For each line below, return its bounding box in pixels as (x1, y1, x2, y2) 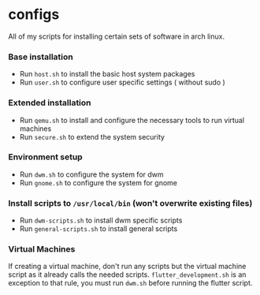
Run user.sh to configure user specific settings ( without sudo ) (19, 77, 226, 88)
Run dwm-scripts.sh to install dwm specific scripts (19, 215, 183, 226)
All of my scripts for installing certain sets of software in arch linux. (8, 32, 225, 41)
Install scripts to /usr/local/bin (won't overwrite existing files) (8, 197, 253, 208)
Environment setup (8, 151, 83, 162)
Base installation (8, 51, 73, 62)
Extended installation (8, 97, 92, 108)
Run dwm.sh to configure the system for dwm (19, 170, 164, 179)
